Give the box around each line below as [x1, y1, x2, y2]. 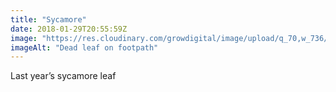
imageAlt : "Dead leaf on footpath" [10, 42, 159, 53]
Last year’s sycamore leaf [10, 70, 117, 82]
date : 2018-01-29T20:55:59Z [10, 24, 128, 34]
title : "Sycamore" [10, 14, 87, 25]
